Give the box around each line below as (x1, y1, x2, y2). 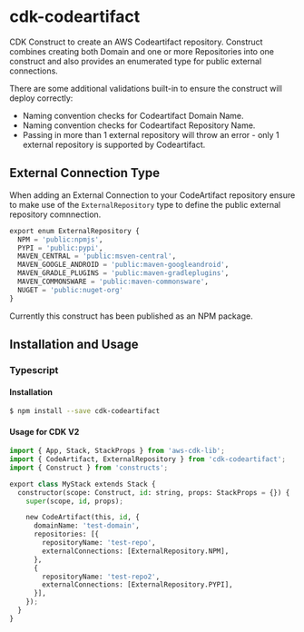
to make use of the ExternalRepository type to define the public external (9, 199, 281, 210)
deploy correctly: (9, 93, 74, 104)
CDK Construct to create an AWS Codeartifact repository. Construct (9, 36, 263, 47)
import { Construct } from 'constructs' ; (9, 463, 169, 472)
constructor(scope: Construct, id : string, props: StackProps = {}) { (17, 488, 290, 497)
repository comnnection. (9, 209, 102, 220)
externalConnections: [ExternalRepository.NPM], (42, 547, 230, 556)
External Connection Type (9, 165, 161, 181)
